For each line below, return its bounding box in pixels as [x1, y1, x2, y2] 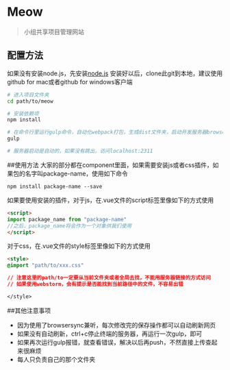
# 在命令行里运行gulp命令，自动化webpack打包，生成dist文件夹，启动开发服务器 [7, 129, 207, 136]
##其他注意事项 [7, 306, 51, 314]
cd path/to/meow [7, 97, 53, 105]
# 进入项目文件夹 [7, 91, 49, 98]
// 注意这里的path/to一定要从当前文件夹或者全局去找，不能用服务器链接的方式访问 [7, 275, 211, 282]
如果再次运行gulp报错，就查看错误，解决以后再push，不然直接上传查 [16, 338, 212, 346]
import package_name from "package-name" [7, 216, 127, 223]
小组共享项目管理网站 [23, 27, 84, 36]
